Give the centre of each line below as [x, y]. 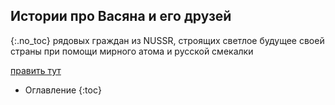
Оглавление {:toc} [63, 90]
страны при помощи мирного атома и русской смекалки [132, 51]
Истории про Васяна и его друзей [121, 16]
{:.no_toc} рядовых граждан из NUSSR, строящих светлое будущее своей [167, 40]
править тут [36, 70]
